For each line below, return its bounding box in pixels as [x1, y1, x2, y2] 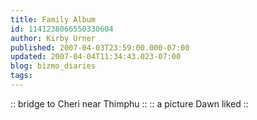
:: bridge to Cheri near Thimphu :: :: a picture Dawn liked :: [10, 97, 249, 110]
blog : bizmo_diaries [10, 61, 97, 71]
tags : [10, 71, 33, 81]
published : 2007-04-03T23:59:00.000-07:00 [10, 42, 190, 53]
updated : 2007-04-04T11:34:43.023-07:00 [10, 52, 182, 62]
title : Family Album [10, 14, 97, 25]
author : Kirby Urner [10, 33, 97, 43]
